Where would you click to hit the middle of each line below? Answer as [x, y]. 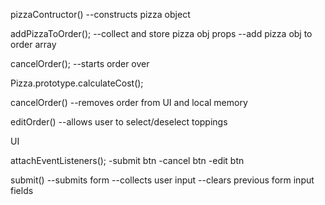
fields [22, 190]
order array [33, 44]
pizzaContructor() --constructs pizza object [100, 14]
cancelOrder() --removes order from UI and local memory [129, 102]
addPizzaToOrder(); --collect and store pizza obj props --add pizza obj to [161, 33]
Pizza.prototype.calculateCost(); [77, 83]
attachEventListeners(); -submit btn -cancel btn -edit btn [127, 160]
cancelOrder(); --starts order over [80, 63]
